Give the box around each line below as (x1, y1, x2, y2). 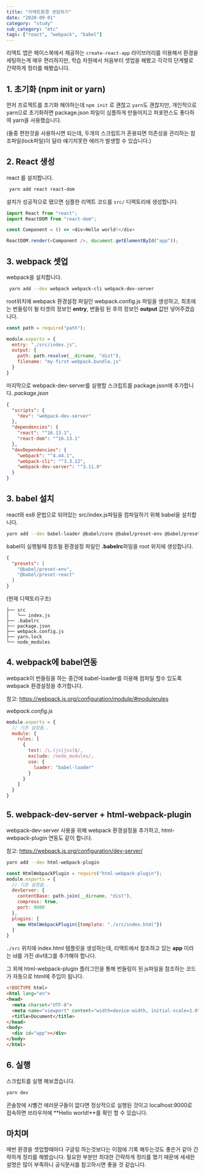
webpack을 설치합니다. (6, 273, 62, 281)
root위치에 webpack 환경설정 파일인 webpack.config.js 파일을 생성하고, (6, 297, 180, 305)
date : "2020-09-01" (6, 15, 56, 21)
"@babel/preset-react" (17, 571, 75, 578)
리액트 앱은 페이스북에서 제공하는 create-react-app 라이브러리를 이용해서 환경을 (6, 49, 198, 57)
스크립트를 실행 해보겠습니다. (6, 1077, 75, 1084)
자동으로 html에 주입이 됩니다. (12, 973, 84, 980)
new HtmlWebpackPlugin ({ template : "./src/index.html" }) (17, 922, 163, 928)
